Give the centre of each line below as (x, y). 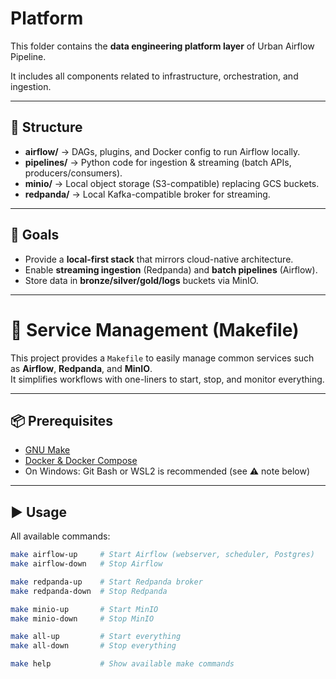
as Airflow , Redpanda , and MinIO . (81, 368)
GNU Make (47, 450)
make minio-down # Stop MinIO (82, 618)
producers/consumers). (73, 173)
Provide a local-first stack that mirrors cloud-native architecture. (159, 259)
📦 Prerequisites (62, 420)
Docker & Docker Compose (81, 461)
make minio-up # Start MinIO (84, 609)
